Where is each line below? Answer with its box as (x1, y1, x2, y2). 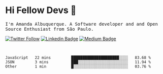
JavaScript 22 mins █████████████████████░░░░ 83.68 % (5, 55, 151, 60)
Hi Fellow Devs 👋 (5, 5, 77, 16)
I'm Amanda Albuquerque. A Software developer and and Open (5, 21, 158, 27)
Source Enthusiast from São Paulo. (5, 26, 94, 32)
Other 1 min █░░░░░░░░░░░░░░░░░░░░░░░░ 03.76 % (5, 64, 151, 69)
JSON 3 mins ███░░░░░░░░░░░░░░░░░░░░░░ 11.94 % (5, 59, 151, 64)
